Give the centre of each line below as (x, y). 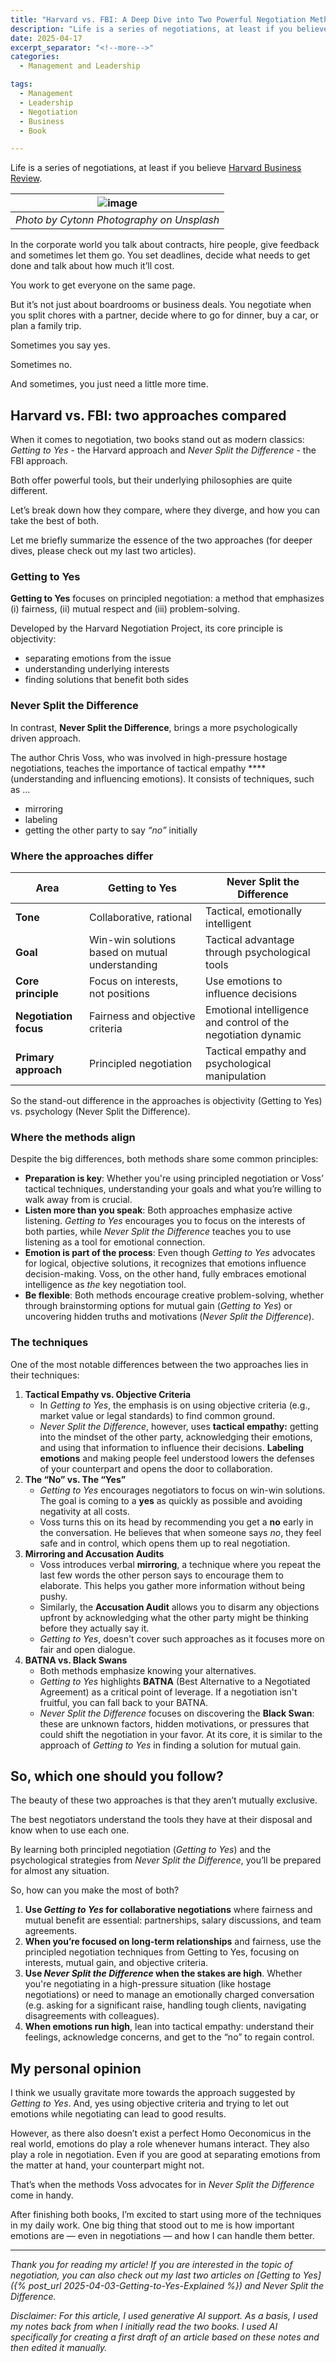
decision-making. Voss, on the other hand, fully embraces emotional (165, 1274)
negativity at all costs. (84, 1511)
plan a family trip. (46, 326)
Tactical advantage (250, 939)
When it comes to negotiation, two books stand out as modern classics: (157, 440)
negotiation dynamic (253, 1034)
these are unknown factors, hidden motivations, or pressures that (174, 1723)
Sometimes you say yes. (60, 345)
